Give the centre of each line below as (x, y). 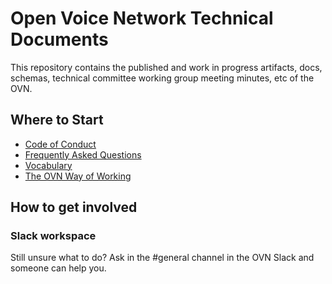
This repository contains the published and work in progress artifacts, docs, (166, 67)
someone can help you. (58, 268)
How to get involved (74, 207)
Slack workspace (53, 236)
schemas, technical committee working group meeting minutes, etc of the (162, 78)
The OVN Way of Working (78, 176)
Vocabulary (48, 165)
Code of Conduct (60, 144)
